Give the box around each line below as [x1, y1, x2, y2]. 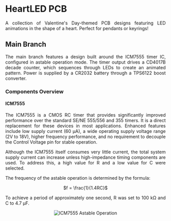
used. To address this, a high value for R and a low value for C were [5, 159, 166, 165]
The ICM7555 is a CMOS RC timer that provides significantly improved [5, 112, 166, 118]
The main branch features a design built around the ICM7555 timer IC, [5, 53, 166, 60]
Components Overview [5, 88, 64, 95]
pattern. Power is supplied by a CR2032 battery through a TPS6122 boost [5, 70, 166, 76]
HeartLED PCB [5, 3, 67, 15]
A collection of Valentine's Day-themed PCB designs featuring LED [5, 20, 166, 26]
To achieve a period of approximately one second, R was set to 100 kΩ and [5, 195, 166, 201]
